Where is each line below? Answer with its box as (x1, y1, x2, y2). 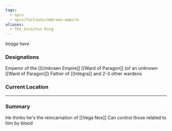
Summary (5, 103, 31, 110)
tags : (5, 7, 17, 13)
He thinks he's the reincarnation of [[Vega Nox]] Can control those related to (5, 115, 166, 121)
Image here (5, 41, 30, 47)
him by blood (5, 120, 33, 126)
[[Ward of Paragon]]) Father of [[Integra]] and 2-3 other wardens (5, 70, 142, 77)
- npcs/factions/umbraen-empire (10, 17, 79, 22)
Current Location (5, 83, 49, 90)
